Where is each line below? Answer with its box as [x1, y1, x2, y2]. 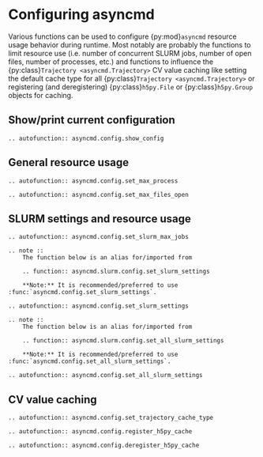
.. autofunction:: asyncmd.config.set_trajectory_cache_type [8, 414, 214, 422]
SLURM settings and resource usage [8, 212, 191, 225]
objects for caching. [8, 90, 73, 100]
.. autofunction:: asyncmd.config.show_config [8, 134, 164, 142]
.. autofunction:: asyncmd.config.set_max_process [8, 176, 178, 185]
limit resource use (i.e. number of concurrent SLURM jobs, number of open [8, 48, 252, 58]
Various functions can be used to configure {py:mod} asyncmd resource [8, 32, 237, 41]
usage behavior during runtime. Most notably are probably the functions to [8, 40, 251, 49]
